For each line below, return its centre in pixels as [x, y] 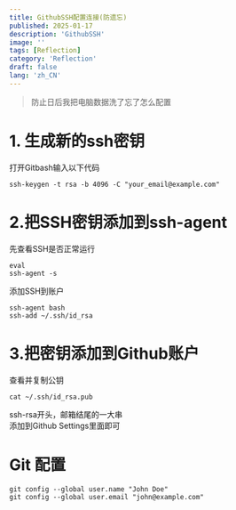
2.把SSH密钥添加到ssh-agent [118, 222]
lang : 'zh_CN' [35, 76]
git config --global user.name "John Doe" [89, 489]
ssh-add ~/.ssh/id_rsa [51, 316]
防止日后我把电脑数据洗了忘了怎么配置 [101, 101]
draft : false [33, 68]
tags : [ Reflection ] [45, 51]
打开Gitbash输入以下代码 [55, 167]
